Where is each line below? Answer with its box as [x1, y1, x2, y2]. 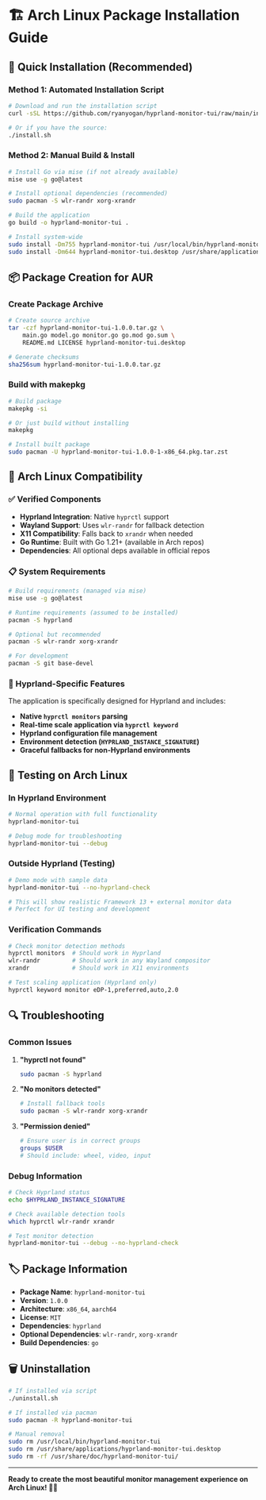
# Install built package [8, 441, 90, 449]
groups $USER [19, 1144, 63, 1152]
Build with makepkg [8, 379, 85, 390]
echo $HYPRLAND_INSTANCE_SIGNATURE [8, 1196, 126, 1204]
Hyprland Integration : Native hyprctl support [19, 511, 169, 521]
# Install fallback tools [19, 1100, 105, 1108]
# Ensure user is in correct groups [19, 1137, 141, 1145]
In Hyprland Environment [8, 792, 107, 803]
